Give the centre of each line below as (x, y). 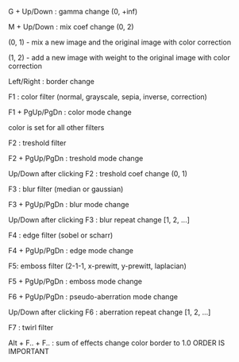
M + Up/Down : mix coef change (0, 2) (71, 27)
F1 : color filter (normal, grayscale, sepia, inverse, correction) (108, 97)
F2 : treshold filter (37, 143)
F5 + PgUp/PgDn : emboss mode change (75, 281)
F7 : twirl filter (31, 327)
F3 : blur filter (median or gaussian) (66, 189)
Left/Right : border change (52, 81)
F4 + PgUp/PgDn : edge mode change (71, 250)
